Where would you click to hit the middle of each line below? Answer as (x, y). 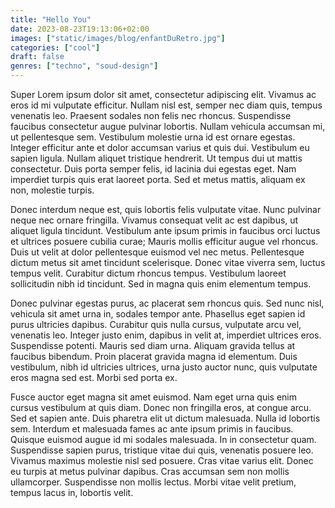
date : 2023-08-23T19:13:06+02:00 (80, 29)
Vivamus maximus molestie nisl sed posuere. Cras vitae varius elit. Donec (162, 460)
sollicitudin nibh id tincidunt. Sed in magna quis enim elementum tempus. (161, 284)
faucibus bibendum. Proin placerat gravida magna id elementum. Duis (154, 356)
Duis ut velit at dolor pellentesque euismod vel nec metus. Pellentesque (157, 252)
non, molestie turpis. (52, 190)
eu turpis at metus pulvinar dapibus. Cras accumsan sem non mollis (150, 471)
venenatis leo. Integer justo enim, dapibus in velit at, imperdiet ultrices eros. (166, 335)
